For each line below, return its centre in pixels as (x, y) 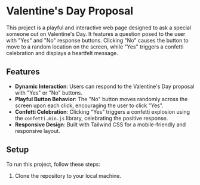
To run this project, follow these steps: (53, 164)
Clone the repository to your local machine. (68, 175)
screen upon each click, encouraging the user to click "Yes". (89, 105)
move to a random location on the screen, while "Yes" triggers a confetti (95, 47)
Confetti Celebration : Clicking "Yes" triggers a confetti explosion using (102, 111)
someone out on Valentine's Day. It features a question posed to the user (96, 34)
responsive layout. (38, 131)
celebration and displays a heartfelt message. (62, 53)
